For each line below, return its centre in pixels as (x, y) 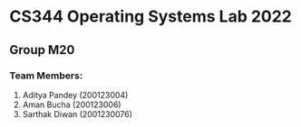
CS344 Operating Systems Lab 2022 (150, 17)
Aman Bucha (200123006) (72, 104)
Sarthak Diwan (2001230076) (78, 113)
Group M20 (42, 50)
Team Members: (46, 76)
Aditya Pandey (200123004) (75, 95)
